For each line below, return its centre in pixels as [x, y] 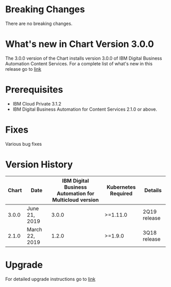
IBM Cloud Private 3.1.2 [37, 103]
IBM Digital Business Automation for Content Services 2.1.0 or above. [85, 109]
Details [153, 190]
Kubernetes [121, 187]
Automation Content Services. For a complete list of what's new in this [79, 63]
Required [121, 193]
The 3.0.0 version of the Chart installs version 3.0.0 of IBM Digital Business [84, 58]
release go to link [23, 69]
